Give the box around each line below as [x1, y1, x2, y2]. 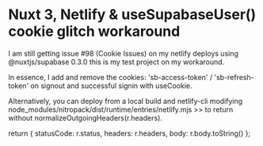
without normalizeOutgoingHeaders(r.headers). [8, 113, 162, 122]
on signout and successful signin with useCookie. [30, 81, 192, 90]
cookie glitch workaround [8, 22, 181, 40]
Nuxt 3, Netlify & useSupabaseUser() [8, 6, 257, 24]
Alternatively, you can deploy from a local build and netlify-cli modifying [8, 96, 243, 106]
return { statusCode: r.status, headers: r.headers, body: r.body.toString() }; [8, 129, 251, 138]
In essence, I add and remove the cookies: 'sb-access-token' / [8, 72, 213, 82]
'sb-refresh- [213, 72, 255, 82]
